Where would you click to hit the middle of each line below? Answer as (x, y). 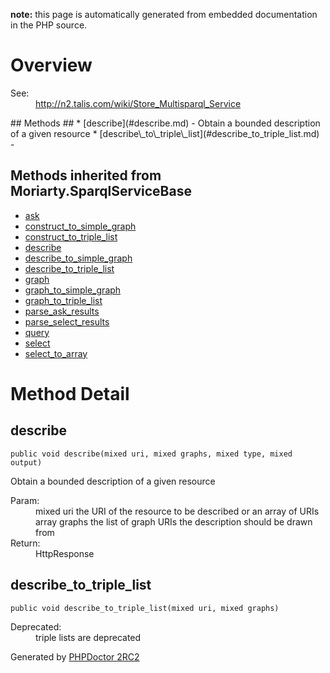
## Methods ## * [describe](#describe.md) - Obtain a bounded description (165, 123)
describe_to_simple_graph (78, 258)
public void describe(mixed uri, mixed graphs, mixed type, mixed (151, 454)
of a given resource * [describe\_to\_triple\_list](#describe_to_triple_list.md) (165, 133)
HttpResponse (65, 553)
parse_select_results (67, 321)
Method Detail (70, 393)
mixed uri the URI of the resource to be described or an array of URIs (177, 511)
